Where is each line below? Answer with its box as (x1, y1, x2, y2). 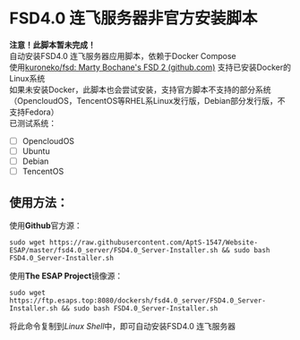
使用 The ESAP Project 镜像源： (9, 270, 124, 281)
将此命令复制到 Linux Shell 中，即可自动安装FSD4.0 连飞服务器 (9, 321, 236, 331)
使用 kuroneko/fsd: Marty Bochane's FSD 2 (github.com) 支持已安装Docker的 (9, 62, 291, 72)
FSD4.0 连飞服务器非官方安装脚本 (9, 8, 258, 29)
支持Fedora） (9, 106, 59, 117)
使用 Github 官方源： (9, 220, 82, 231)
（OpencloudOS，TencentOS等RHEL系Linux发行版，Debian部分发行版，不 (9, 95, 286, 106)
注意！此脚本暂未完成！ (9, 39, 96, 50)
